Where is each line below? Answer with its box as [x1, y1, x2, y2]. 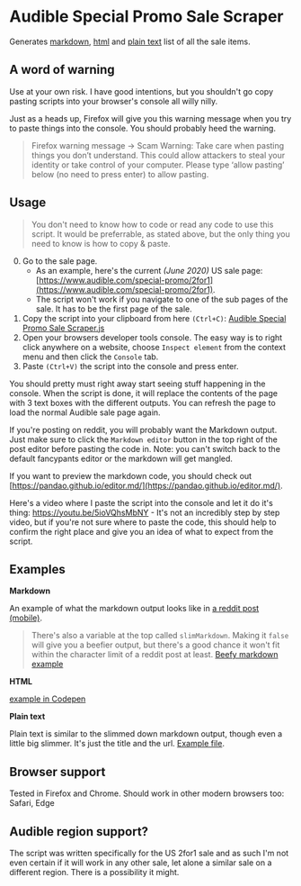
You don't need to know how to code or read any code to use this [31, 219, 274, 230]
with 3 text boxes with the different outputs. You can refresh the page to [9, 397, 276, 408]
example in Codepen [9, 693, 86, 704]
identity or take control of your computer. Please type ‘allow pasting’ [31, 159, 285, 170]
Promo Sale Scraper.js [22, 322, 105, 333]
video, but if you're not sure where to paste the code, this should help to [9, 516, 277, 528]
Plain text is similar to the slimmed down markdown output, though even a [9, 728, 283, 739]
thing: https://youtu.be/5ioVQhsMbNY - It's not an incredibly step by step [9, 507, 280, 518]
